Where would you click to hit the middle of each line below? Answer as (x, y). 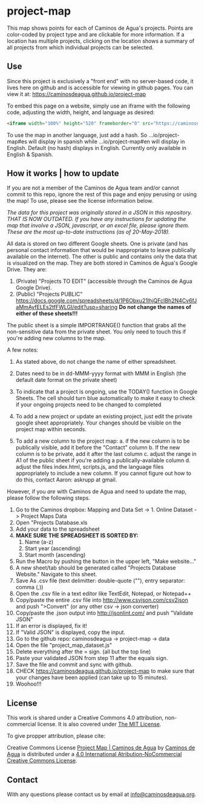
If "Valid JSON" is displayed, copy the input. (71, 632)
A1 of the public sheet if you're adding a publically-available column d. (103, 460)
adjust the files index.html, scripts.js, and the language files (90, 467)
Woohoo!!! (28, 684)
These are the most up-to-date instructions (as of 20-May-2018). (88, 232)
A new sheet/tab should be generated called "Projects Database (96, 568)
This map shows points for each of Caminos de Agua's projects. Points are (100, 28)
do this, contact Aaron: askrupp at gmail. (66, 480)
